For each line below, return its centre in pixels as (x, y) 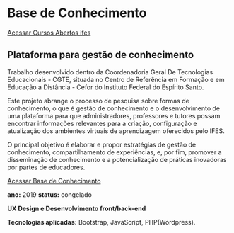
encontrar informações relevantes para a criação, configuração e (102, 123)
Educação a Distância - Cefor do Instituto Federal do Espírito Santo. (106, 87)
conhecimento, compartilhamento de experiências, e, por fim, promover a (115, 152)
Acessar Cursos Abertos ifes (49, 33)
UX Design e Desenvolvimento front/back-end (77, 208)
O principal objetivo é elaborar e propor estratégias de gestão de (102, 144)
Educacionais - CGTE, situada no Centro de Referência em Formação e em (116, 79)
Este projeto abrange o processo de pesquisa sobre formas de (98, 101)
